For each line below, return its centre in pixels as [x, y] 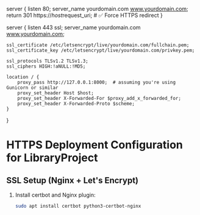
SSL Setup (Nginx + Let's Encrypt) [73, 180]
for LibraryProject [52, 158]
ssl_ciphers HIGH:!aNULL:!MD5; [46, 66]
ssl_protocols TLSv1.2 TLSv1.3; [47, 61]
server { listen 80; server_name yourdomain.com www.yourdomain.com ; [98, 9]
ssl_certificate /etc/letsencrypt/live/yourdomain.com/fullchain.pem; [98, 45]
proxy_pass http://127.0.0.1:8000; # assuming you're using [96, 82]
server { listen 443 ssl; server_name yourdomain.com [74, 27]
